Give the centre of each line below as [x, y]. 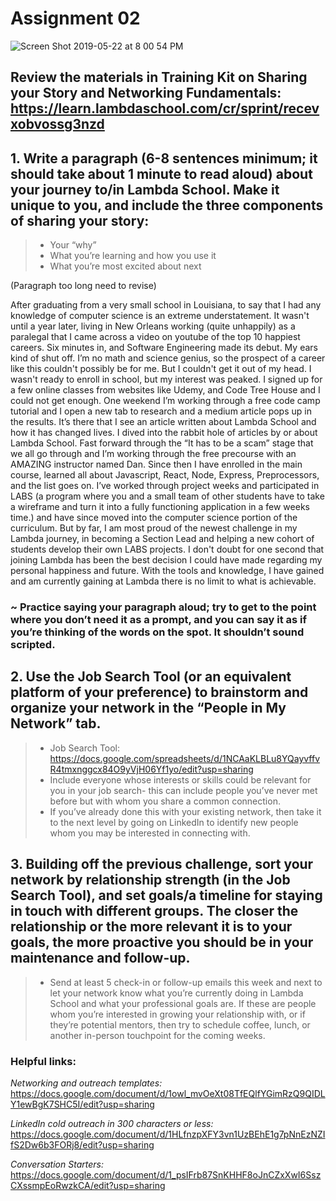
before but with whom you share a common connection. [165, 801]
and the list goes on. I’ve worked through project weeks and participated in [165, 486]
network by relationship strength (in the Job [150, 880]
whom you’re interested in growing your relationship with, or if [177, 1014]
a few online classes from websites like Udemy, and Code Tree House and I [165, 390]
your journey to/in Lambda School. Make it [145, 189]
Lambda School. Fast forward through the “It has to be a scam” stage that [162, 443]
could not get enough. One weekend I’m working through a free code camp [165, 401]
